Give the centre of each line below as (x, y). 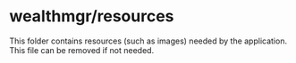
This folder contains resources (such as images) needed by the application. (148, 41)
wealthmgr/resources (92, 16)
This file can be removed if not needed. (82, 50)
